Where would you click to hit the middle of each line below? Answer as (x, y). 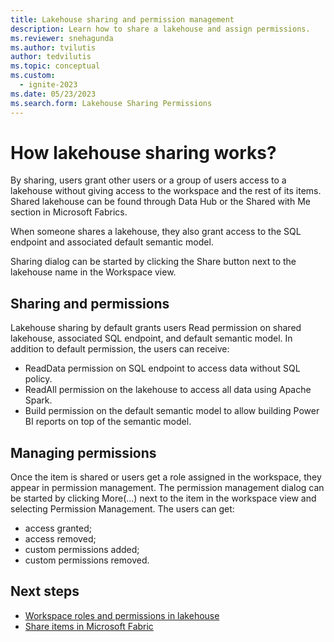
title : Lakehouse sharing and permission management (122, 19)
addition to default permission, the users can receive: (120, 349)
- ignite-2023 (48, 85)
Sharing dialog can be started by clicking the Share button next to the (153, 262)
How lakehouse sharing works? (143, 152)
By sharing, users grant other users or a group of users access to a (148, 180)
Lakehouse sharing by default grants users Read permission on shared (156, 328)
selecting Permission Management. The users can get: (122, 509)
